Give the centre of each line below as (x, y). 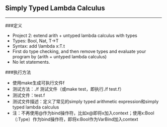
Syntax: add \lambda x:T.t (39, 46)
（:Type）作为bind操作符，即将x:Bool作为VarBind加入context (75, 119)
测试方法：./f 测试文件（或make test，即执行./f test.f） (68, 89)
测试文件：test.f (29, 95)
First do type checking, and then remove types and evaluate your (79, 51)
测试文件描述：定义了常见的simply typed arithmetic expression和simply (85, 101)
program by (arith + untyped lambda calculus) (59, 56)
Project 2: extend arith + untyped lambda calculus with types (75, 35)
